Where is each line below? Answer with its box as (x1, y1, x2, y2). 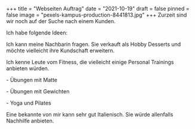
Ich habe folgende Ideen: (6, 29, 67, 36)
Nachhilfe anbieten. (6, 117, 54, 124)
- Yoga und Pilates (6, 99, 52, 106)
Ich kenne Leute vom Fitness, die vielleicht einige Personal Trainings (6, 59, 174, 65)
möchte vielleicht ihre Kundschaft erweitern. (6, 47, 115, 54)
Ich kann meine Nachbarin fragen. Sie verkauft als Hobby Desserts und (6, 41, 181, 48)
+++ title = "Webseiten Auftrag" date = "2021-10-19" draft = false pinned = (6, 5, 190, 12)
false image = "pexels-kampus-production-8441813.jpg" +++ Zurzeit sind (6, 11, 187, 18)
